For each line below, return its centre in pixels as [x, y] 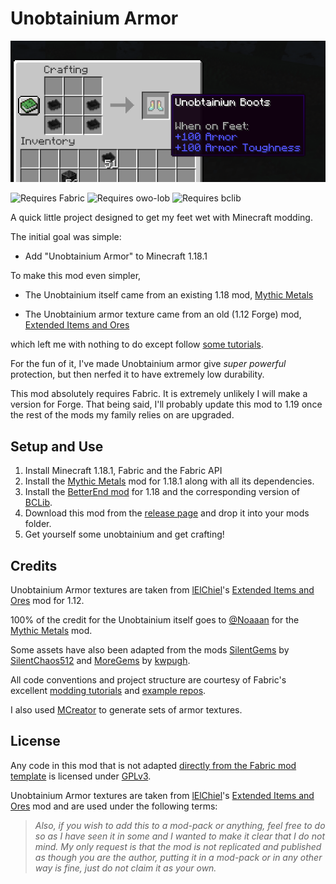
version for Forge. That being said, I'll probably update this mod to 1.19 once [166, 404]
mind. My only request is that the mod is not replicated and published [178, 846]
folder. [38, 524]
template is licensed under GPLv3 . [81, 776]
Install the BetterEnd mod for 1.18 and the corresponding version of [162, 492]
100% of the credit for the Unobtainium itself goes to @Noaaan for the [155, 619]
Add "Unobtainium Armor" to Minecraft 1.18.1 [116, 256]
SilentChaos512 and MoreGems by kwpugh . [100, 660]
